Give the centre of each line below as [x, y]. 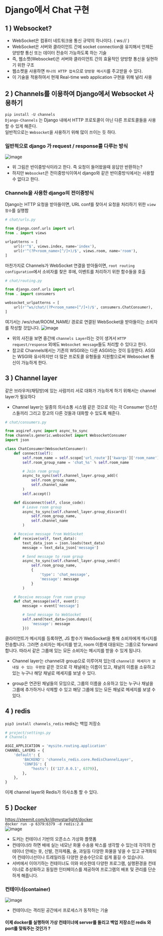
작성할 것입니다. [25, 328]
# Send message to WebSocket [52, 615]
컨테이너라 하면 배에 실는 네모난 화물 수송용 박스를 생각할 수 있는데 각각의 [81, 845]
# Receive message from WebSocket [49, 534]
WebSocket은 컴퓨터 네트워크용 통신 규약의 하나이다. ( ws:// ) [71, 40]
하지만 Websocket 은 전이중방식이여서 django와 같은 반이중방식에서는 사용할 [83, 173]
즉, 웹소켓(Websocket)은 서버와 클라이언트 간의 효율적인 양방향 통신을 [79, 59]
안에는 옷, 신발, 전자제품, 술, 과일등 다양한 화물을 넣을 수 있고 [82, 851]
